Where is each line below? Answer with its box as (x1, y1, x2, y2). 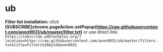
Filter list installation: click (5, 19, 59, 25)
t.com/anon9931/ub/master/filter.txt (5, 29, 81, 35)
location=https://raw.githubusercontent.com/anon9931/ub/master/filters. (5, 38, 158, 43)
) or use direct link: (80, 29, 118, 35)
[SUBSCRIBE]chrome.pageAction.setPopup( (5, 24, 97, 29)
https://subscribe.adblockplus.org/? (5, 34, 82, 39)
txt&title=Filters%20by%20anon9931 (5, 42, 77, 47)
